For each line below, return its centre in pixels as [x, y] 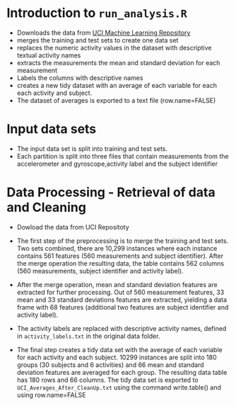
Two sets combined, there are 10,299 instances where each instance [117, 248]
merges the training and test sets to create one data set [98, 40]
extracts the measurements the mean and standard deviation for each [118, 62]
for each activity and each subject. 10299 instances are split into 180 [117, 357]
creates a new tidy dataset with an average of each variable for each [117, 85]
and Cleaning [46, 208]
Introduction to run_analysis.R [97, 13]
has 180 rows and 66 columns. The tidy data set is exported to [107, 380]
